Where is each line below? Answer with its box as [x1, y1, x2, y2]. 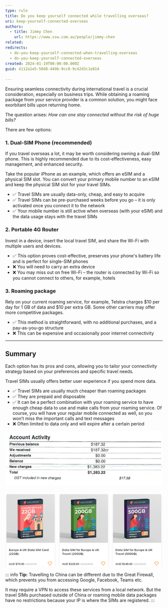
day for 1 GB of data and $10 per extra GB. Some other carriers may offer [5, 304, 155, 311]
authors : [5, 24, 23, 29]
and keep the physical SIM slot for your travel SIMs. [5, 182, 111, 188]
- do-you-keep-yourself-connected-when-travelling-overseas [9, 50, 137, 55]
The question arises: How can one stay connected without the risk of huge [5, 112, 159, 118]
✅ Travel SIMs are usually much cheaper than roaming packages [12, 388, 146, 394]
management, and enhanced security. [5, 161, 83, 168]
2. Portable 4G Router [5, 226, 59, 233]
